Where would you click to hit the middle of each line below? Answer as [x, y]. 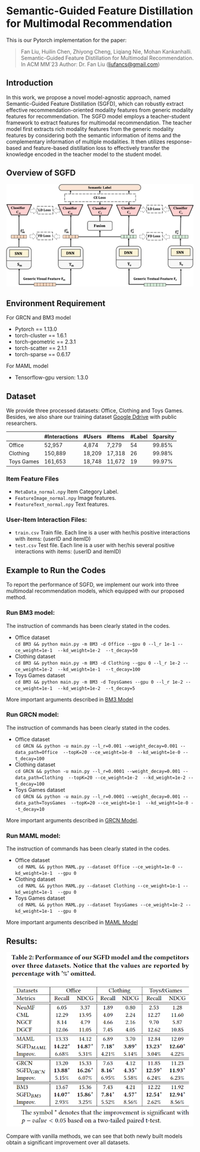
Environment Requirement [56, 303]
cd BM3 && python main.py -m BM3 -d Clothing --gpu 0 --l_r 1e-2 [97, 663]
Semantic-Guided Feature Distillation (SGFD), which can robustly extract [95, 104]
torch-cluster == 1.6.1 [40, 336]
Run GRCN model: [33, 715]
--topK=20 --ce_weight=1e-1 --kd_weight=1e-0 [130, 803]
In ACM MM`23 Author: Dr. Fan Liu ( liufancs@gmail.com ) [90, 64]
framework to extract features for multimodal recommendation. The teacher [99, 123]
